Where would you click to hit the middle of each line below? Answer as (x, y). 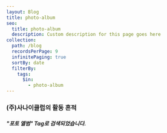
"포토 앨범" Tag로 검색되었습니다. (46, 123)
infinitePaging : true (39, 57)
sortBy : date (28, 63)
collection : (21, 40)
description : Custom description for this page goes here (87, 35)
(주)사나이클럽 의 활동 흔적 (41, 107)
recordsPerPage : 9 (35, 52)
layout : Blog (23, 12)
